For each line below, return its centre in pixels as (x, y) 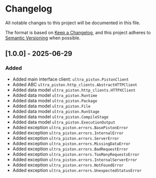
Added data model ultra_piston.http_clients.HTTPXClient (74, 90)
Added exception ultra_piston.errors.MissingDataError (71, 143)
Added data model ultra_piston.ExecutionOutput (64, 122)
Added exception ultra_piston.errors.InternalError (68, 133)
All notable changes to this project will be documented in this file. (73, 23)
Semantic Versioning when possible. (43, 38)
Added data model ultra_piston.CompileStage (60, 116)
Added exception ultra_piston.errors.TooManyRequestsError (76, 154)
